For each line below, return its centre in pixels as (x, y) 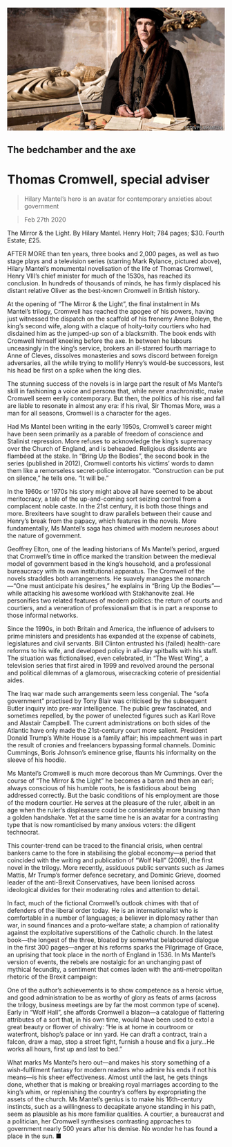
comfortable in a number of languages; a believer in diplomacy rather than (113, 918)
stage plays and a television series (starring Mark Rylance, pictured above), (115, 261)
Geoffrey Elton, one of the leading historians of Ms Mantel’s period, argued (113, 549)
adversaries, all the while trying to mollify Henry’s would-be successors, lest (116, 363)
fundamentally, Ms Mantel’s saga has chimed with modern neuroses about (113, 528)
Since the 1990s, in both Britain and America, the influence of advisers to (111, 628)
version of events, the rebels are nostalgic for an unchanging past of (105, 962)
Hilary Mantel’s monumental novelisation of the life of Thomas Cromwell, (110, 268)
